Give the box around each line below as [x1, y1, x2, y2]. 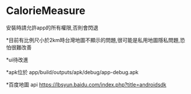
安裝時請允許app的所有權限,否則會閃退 [6, 24, 99, 31]
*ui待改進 [6, 56, 29, 63]
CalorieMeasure [6, 4, 86, 18]
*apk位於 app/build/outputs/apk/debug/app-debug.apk [6, 68, 139, 75]
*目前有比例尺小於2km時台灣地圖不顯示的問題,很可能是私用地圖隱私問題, [6, 36, 181, 43]
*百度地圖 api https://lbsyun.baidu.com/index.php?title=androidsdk [6, 81, 167, 88]
